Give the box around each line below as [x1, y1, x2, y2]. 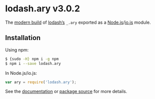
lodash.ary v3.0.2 [5, 3, 80, 14]
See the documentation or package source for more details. [5, 89, 128, 95]
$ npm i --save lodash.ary [5, 61, 61, 66]
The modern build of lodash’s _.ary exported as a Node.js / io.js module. [5, 19, 151, 25]
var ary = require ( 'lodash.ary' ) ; [5, 80, 77, 85]
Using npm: [5, 47, 29, 52]
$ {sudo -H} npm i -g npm [5, 56, 59, 61]
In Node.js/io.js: [5, 70, 37, 76]
